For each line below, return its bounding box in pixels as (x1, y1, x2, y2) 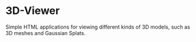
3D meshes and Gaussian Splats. (5, 29, 86, 36)
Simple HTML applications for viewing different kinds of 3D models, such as (5, 23, 190, 30)
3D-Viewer (5, 4, 60, 17)
